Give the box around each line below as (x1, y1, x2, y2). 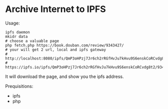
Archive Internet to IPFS (5, 3, 106, 15)
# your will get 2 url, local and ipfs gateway (5, 47, 106, 52)
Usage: (5, 20, 20, 26)
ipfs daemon (5, 29, 30, 34)
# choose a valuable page (5, 38, 59, 43)
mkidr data (5, 34, 28, 39)
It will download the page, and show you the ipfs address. (5, 73, 124, 79)
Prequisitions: (5, 83, 33, 89)
